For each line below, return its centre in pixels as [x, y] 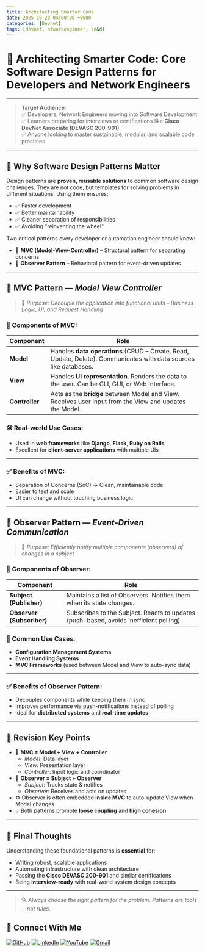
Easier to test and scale [45, 491]
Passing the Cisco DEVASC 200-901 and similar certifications [93, 876]
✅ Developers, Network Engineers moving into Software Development [109, 114]
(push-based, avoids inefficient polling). [124, 620]
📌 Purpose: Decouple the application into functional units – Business [107, 303]
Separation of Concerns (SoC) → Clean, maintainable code [89, 485]
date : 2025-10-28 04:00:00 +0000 [49, 18]
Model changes [35, 804]
